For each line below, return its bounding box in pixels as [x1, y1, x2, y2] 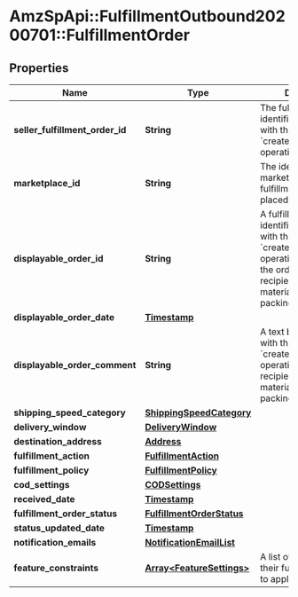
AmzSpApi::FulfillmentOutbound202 [9, 6, 286, 27]
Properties [9, 60, 69, 75]
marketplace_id [13, 177, 81, 189]
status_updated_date [13, 522, 105, 534]
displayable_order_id [13, 253, 104, 264]
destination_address [13, 436, 102, 447]
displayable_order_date [13, 311, 115, 323]
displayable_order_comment [13, 359, 137, 371]
